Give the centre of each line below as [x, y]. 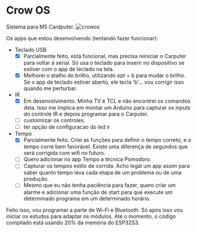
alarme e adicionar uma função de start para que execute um [98, 192]
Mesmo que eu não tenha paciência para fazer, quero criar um [100, 185]
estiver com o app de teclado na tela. [69, 69]
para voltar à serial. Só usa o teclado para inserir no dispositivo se [104, 63]
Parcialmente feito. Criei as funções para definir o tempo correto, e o [107, 140]
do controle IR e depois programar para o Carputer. [86, 114]
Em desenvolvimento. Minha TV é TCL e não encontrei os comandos [107, 101]
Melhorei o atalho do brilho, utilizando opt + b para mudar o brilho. [104, 75]
